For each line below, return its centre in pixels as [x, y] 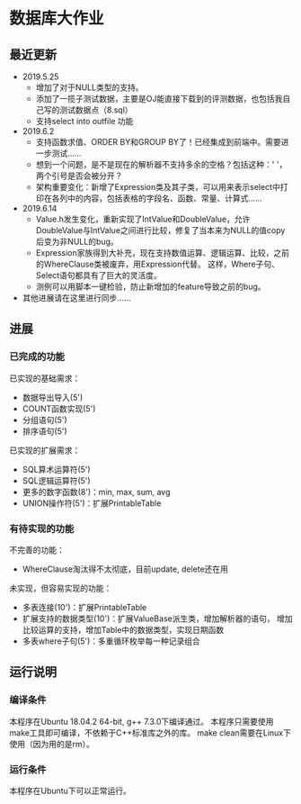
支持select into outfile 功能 [84, 121]
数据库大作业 [57, 18]
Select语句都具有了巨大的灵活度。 [98, 275]
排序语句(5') [44, 431]
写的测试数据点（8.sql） [88, 110]
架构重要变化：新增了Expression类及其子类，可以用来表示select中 [158, 187]
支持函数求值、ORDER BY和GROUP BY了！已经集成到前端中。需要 [158, 142]
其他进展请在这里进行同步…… [76, 298]
